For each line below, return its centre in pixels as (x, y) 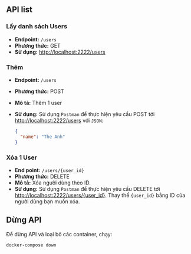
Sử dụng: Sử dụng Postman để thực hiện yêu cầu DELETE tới (87, 189)
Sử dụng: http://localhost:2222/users (60, 52)
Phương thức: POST (39, 91)
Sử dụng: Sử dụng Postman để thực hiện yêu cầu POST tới (85, 114)
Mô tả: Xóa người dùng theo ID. (53, 183)
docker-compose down (32, 245)
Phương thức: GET (37, 45)
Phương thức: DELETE (42, 176)
